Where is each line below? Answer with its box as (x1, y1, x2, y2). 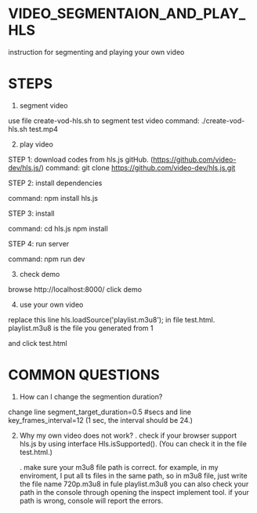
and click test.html (8, 338, 68, 347)
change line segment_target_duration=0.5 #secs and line (8, 407, 192, 417)
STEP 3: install (8, 209, 55, 218)
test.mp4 (28, 124, 59, 133)
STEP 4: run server (8, 238, 70, 248)
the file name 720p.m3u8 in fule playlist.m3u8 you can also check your (19, 479, 249, 489)
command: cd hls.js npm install (8, 224, 108, 233)
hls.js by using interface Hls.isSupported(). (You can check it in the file (19, 438, 247, 448)
